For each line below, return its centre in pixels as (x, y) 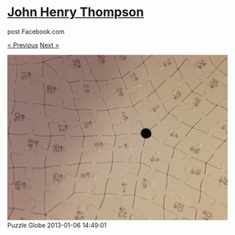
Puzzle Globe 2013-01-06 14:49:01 (57, 225)
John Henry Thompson (76, 12)
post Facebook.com (36, 31)
